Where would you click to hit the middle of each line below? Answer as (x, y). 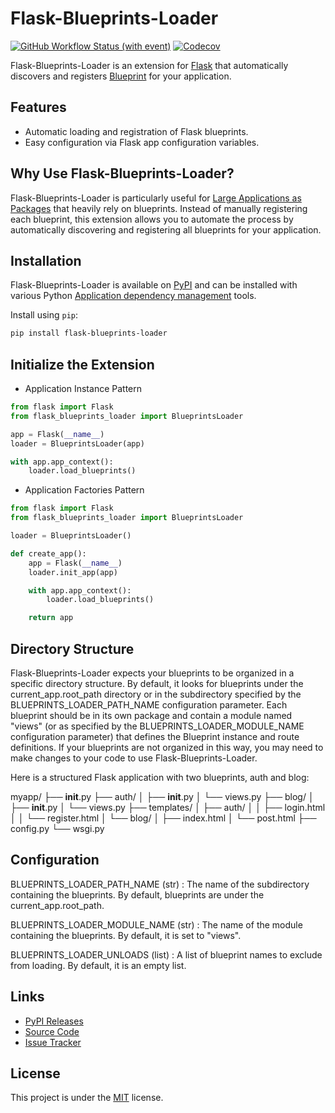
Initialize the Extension (82, 364)
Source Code (52, 1031)
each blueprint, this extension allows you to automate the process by (152, 219)
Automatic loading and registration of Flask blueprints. (136, 131)
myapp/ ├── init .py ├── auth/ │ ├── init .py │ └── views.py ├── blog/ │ (162, 796)
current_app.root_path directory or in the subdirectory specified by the (156, 694)
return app (51, 618)
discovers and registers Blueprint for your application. (121, 76)
